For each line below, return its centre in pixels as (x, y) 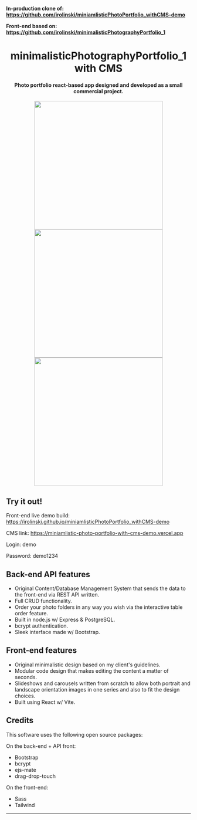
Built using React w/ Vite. (45, 702)
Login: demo (21, 544)
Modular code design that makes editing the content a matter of (91, 670)
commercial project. (98, 91)
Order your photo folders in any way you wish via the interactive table (98, 607)
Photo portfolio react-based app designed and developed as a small (98, 85)
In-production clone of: (35, 9)
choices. (25, 696)
